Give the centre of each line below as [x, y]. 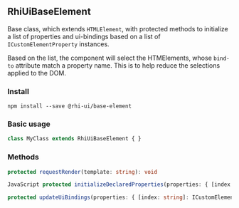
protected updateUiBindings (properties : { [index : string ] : [99, 198]
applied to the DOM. [37, 73]
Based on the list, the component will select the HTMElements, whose [110, 58]
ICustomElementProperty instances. [58, 44]
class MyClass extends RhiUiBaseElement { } [74, 139]
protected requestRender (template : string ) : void [83, 172]
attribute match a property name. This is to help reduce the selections [118, 65]
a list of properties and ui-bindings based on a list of [84, 36]
